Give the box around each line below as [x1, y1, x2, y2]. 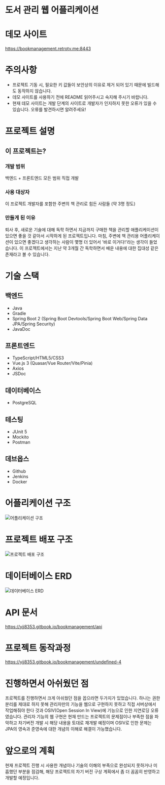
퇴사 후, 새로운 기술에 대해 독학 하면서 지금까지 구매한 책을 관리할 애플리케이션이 [5, 226, 159, 232]
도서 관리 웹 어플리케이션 [5, 4, 99, 16]
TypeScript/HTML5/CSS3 [12, 355, 64, 361]
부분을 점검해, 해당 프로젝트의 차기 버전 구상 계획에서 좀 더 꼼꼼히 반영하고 [18, 769, 160, 775]
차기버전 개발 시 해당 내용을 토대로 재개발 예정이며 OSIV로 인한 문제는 [18, 720, 152, 726]
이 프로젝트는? [5, 147, 46, 155]
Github [12, 468, 26, 474]
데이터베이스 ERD [5, 570, 72, 581]
